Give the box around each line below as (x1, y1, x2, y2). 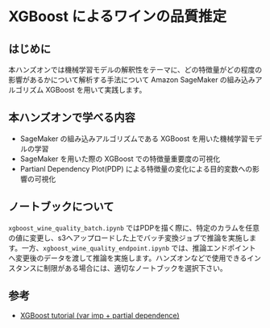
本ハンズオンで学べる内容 (8, 110, 135, 125)
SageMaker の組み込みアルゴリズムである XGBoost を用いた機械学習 (19, 134, 248, 143)
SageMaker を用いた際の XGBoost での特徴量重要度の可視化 (19, 154, 220, 164)
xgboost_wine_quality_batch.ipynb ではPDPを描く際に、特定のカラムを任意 (8, 222, 260, 232)
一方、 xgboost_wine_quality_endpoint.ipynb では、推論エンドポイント (21, 243, 256, 252)
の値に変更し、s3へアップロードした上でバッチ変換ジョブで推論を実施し (8, 233, 250, 243)
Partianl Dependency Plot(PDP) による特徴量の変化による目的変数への (19, 164, 252, 173)
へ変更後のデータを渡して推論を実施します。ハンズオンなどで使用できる (8, 253, 247, 263)
